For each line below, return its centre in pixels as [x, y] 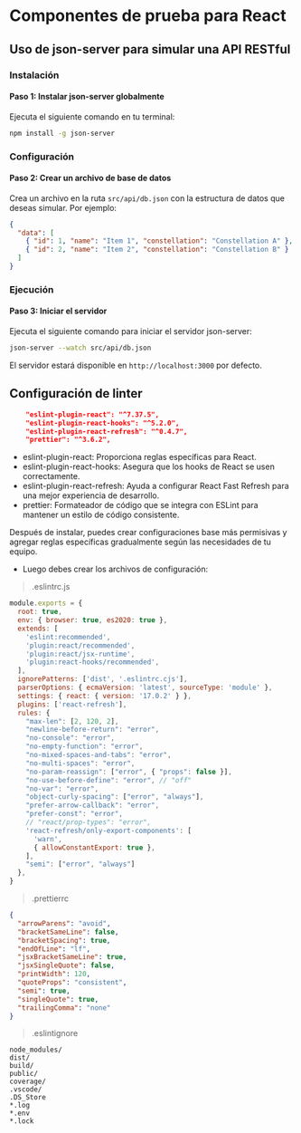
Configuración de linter [76, 394]
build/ [22, 1066]
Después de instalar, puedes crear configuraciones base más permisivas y [148, 533]
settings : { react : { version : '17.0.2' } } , [105, 696]
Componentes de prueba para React [148, 16]
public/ [24, 1074]
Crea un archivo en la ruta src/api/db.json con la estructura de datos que [147, 198]
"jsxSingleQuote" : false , [66, 965]
